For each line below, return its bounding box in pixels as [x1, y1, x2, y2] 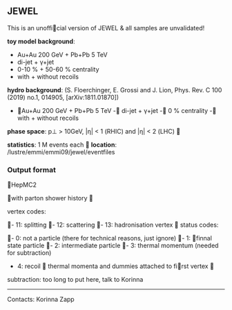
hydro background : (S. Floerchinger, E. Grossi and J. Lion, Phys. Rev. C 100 [7, 85, 222, 94]
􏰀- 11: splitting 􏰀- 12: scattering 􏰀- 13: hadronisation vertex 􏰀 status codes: [7, 220, 219, 229]
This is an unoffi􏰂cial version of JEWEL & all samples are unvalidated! [7, 23, 205, 32]
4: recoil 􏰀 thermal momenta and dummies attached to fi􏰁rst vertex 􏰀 [17, 262, 214, 271]
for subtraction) [7, 249, 52, 257]
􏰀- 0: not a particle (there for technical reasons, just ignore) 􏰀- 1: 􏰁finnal [7, 234, 213, 242]
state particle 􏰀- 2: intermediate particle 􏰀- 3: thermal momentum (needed [7, 241, 219, 250]
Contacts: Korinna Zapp [7, 296, 75, 304]
